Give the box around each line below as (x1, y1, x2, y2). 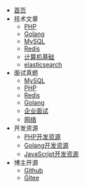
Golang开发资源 (23, 141, 69, 149)
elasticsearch (23, 61, 63, 68)
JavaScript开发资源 (23, 150, 79, 158)
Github (23, 167, 43, 174)
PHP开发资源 (23, 133, 61, 140)
